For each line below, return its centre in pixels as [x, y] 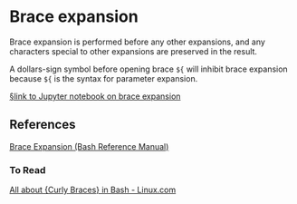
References [43, 125]
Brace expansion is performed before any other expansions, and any [137, 42]
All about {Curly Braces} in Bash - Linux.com [93, 190]
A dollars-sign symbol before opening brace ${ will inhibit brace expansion [148, 69]
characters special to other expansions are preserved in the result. [134, 51]
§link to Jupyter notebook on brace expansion [95, 96]
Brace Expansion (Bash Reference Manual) [89, 146]
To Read [28, 170]
